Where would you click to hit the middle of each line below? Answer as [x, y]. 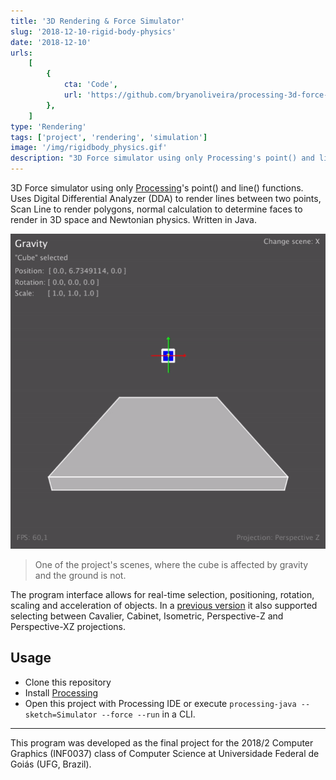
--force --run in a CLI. [148, 714]
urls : [21, 53]
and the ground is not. [80, 575]
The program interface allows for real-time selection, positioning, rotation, [162, 594]
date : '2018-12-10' [51, 42]
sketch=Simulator [61, 715]
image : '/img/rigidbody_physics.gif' [89, 148]
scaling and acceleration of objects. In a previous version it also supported [164, 605]
